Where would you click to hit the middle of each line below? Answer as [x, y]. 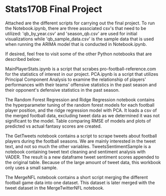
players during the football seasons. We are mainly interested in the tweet [81, 141]
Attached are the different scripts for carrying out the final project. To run [80, 23]
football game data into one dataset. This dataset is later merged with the [80, 183]
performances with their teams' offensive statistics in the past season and [81, 85]
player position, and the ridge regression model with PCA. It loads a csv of [81, 110]
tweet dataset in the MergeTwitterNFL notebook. [55, 188]
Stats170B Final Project [54, 9]
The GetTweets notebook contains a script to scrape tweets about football [81, 136]
